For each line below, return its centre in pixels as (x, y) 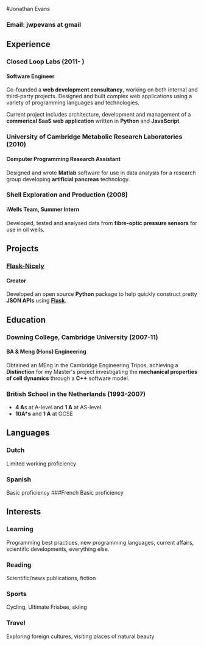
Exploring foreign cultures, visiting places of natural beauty (80, 636)
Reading (19, 565)
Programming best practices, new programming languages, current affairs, (100, 542)
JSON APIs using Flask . (37, 301)
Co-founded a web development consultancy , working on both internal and (102, 90)
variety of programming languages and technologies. (73, 102)
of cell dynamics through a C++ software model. (68, 378)
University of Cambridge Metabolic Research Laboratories (94, 137)
